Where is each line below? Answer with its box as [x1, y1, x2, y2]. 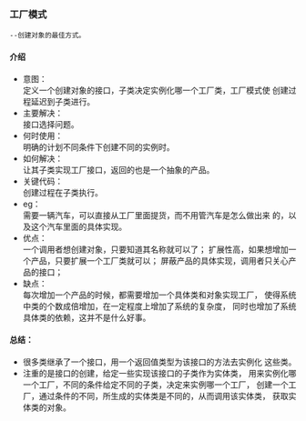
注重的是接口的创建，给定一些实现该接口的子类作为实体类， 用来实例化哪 [22, 367, 297, 378]
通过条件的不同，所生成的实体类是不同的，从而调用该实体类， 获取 [38, 390, 289, 401]
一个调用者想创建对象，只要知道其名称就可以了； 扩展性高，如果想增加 [22, 244, 289, 255]
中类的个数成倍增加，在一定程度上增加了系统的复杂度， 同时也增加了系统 [22, 300, 297, 311]
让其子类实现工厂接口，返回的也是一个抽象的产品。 [22, 164, 215, 175]
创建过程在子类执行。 [22, 186, 103, 197]
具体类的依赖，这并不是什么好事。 [22, 312, 151, 323]
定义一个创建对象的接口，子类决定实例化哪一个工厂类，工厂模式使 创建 [22, 85, 289, 95]
